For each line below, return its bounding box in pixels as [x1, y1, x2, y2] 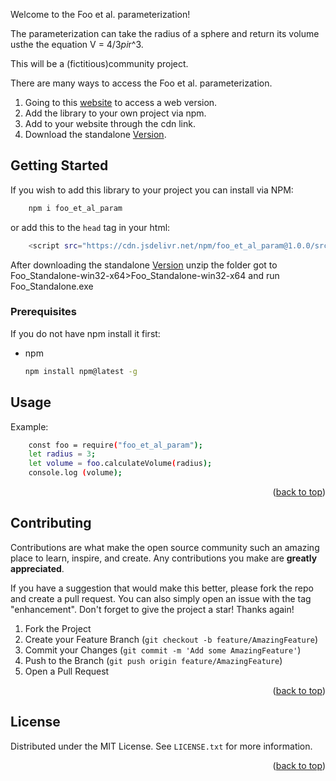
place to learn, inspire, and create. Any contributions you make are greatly [10, 552, 318, 564]
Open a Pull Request [24, 665, 110, 677]
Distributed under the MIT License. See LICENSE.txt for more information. [10, 740, 313, 752]
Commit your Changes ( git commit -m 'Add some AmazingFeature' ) [24, 644, 302, 656]
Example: [10, 420, 49, 433]
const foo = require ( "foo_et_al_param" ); [28, 440, 203, 450]
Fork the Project [24, 622, 92, 634]
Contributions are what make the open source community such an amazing [10, 541, 320, 553]
